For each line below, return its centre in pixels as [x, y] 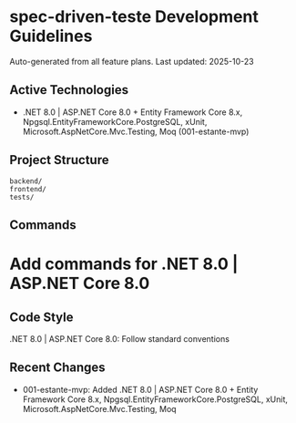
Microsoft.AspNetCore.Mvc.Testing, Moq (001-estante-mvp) [136, 131]
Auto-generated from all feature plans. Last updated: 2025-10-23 [132, 61]
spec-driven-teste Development [134, 17]
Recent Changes [58, 368]
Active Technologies [69, 90]
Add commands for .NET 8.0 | [124, 264]
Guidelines [51, 36]
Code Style [41, 317]
